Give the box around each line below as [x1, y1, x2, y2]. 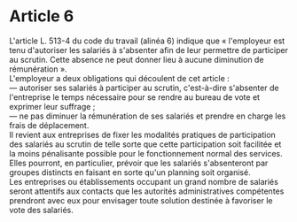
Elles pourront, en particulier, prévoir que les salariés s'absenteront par [9, 157, 269, 168]
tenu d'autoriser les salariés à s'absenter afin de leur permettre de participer [9, 44, 288, 55]
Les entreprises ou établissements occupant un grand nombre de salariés [9, 176, 279, 187]
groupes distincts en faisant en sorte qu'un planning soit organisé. [9, 166, 251, 178]
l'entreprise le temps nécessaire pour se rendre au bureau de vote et [9, 91, 260, 103]
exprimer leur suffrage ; [9, 101, 96, 111]
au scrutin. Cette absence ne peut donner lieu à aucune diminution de [9, 54, 264, 65]
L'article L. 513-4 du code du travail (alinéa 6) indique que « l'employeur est [9, 35, 285, 46]
